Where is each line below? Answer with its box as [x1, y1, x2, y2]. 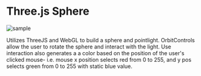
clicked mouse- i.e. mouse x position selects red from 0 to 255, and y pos [6, 56, 192, 63]
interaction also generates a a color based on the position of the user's [6, 49, 185, 56]
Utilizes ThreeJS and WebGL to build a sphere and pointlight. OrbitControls [6, 36, 196, 44]
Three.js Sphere [6, 4, 90, 18]
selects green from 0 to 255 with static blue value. [6, 63, 133, 70]
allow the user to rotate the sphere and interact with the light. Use [6, 43, 172, 50]
